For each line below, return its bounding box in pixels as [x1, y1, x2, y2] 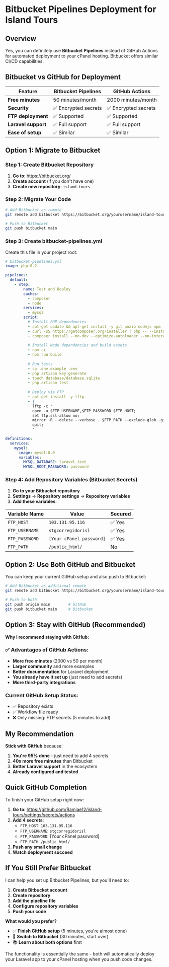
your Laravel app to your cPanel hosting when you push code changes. [5, 956, 153, 962]
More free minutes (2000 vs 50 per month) [12, 658, 103, 664]
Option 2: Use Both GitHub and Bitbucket [5, 560, 136, 569]
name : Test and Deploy [23, 286, 71, 291]
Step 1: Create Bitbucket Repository [5, 161, 94, 168]
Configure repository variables [12, 903, 79, 909]
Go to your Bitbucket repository [12, 487, 80, 494]
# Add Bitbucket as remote [5, 207, 62, 212]
